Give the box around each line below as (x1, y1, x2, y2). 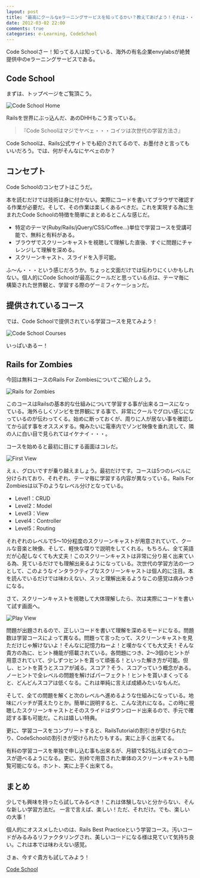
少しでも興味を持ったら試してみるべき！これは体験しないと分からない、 (6, 798, 184, 806)
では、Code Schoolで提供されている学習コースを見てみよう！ (6, 318, 158, 325)
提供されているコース (6, 300, 85, 311)
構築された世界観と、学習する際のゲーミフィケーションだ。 (6, 281, 152, 288)
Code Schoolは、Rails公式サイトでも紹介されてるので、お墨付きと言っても (6, 139, 190, 147)
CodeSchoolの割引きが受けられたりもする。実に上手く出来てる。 (16, 734, 178, 742)
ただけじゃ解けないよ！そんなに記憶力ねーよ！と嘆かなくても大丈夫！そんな (6, 642, 194, 649)
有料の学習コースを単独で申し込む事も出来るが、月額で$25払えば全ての (6, 747, 183, 754)
